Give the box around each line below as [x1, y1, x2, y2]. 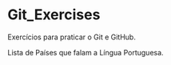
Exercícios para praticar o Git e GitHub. [7, 32, 137, 42]
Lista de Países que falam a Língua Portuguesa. [7, 47, 165, 57]
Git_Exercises [7, 6, 101, 24]
